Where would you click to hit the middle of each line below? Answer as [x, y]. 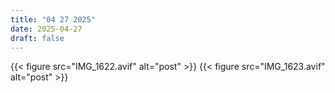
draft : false [37, 38]
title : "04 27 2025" [53, 19]
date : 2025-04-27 [46, 29]
